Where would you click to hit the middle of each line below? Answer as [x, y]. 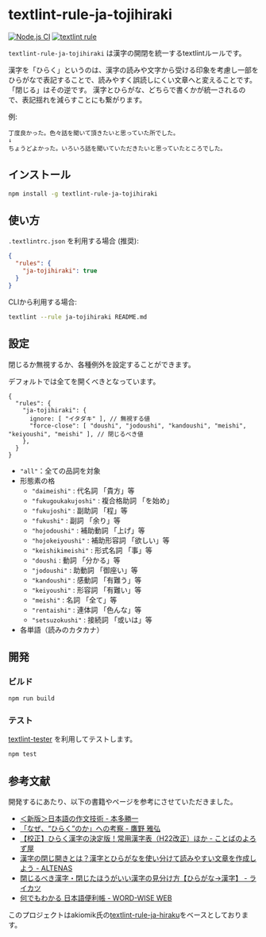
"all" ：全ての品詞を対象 [60, 470]
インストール [40, 175]
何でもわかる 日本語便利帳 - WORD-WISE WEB [96, 898]
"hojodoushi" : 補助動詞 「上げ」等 [88, 530]
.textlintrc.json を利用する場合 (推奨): [73, 241]
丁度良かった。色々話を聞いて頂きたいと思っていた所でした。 [94, 133]
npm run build [32, 699]
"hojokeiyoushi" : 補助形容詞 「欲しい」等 [100, 540]
